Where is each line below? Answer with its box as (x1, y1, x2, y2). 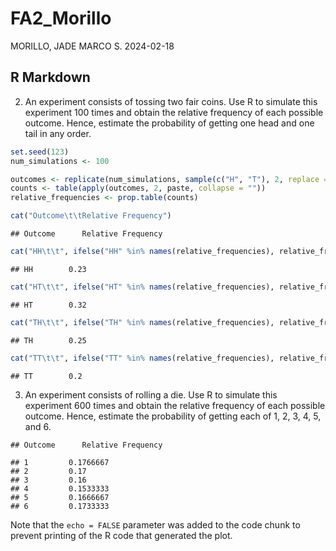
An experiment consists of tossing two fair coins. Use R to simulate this (24, 95, 318, 107)
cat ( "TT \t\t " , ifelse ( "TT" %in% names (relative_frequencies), (10, 353, 275, 363)
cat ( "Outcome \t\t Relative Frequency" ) (10, 211, 172, 221)
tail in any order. (24, 127, 92, 139)
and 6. (24, 420, 52, 432)
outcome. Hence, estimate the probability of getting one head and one (24, 117, 315, 129)
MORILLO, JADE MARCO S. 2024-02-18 (10, 40, 175, 52)
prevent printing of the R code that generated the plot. (10, 529, 233, 541)
